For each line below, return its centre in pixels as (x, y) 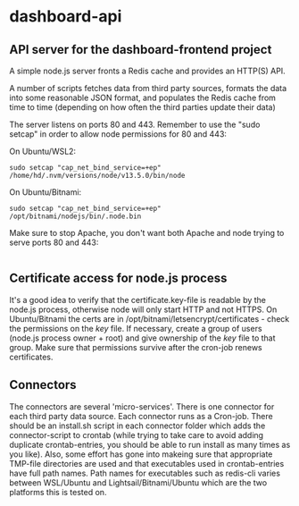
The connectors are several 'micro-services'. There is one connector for (142, 406)
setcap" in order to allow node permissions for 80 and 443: (118, 134)
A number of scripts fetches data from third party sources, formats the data (148, 88)
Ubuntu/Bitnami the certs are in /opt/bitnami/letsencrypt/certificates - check (149, 318)
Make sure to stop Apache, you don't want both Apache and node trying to (147, 233)
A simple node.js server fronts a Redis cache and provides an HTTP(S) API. (147, 71)
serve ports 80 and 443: (54, 242)
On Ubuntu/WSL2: (43, 151)
